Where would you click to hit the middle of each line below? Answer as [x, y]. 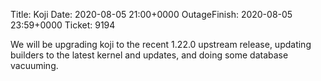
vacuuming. [34, 65]
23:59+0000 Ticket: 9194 [63, 25]
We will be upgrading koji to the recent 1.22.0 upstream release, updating [161, 44]
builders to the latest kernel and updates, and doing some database [149, 55]
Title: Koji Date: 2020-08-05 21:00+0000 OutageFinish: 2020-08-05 [151, 14]
